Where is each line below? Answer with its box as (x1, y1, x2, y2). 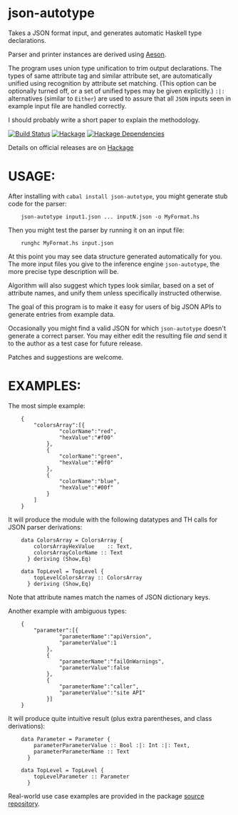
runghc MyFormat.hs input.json (21, 239, 114, 247)
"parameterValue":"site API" (58, 689, 145, 697)
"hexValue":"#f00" (58, 434, 114, 441)
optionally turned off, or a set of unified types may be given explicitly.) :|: (8, 86, 225, 95)
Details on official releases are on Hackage (8, 143, 134, 151)
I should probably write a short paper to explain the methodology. (8, 116, 200, 124)
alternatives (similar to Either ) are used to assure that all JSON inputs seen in (8, 94, 231, 103)
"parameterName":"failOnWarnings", (58, 658, 165, 665)
